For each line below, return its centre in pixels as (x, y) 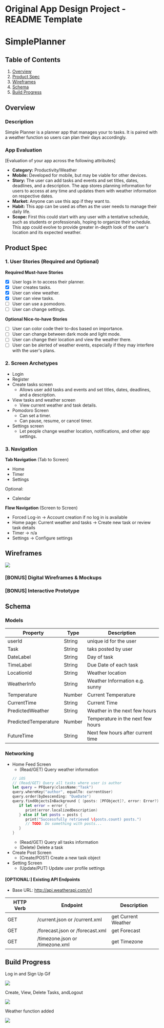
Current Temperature (111, 695)
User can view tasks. (33, 299)
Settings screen (28, 426)
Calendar (21, 498)
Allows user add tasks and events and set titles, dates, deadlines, (85, 389)
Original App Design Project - (65, 9)
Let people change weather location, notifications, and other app (84, 431)
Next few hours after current (120, 733)
